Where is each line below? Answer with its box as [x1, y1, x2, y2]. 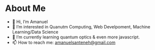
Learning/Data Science [12, 29, 58, 35]
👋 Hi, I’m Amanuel [12, 19, 48, 25]
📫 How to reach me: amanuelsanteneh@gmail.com [12, 39, 116, 45]
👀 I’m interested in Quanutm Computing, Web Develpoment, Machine [12, 24, 151, 29]
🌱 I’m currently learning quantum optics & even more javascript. [12, 34, 140, 40]
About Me [5, 3, 46, 14]
